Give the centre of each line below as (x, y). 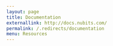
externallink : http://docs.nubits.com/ (57, 23)
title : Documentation (34, 17)
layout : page (23, 12)
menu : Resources (27, 34)
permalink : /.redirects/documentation (55, 28)
